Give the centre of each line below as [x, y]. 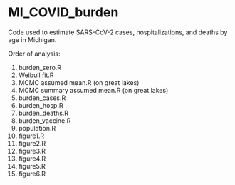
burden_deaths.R [43, 113]
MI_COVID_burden [63, 12]
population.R [37, 128]
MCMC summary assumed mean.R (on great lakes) [93, 90]
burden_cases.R [42, 98]
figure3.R [32, 151]
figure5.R [32, 166]
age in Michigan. [32, 39]
